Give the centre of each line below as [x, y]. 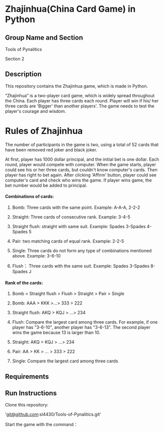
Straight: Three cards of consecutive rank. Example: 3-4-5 [71, 217]
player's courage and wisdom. [35, 111]
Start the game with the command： [42, 425]
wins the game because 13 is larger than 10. [56, 332]
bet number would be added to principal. [46, 185]
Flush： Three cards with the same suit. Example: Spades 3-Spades [81, 266]
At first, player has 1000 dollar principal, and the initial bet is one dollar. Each [82, 159]
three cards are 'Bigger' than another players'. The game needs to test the [80, 106]
